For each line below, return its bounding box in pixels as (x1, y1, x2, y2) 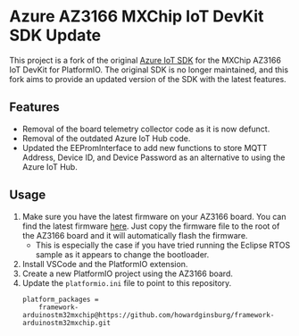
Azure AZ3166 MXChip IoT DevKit (9, 6, 264, 27)
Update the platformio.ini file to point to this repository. (21, 277, 232, 288)
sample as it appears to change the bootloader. (35, 248, 210, 260)
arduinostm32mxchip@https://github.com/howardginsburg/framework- (21, 310, 275, 319)
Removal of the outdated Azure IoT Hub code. (21, 132, 191, 144)
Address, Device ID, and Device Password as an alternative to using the (21, 152, 286, 163)
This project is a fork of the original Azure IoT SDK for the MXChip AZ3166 (9, 55, 281, 65)
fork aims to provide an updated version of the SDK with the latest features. (9, 73, 287, 84)
